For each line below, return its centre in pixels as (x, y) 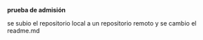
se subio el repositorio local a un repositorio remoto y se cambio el (102, 23)
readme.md (23, 31)
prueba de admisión (36, 10)
